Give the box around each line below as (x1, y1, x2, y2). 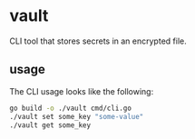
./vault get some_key (9, 120, 92, 130)
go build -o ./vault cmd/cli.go (9, 104, 132, 113)
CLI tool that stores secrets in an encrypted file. (9, 35, 188, 46)
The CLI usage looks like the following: (9, 85, 154, 96)
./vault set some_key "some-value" (9, 112, 144, 121)
